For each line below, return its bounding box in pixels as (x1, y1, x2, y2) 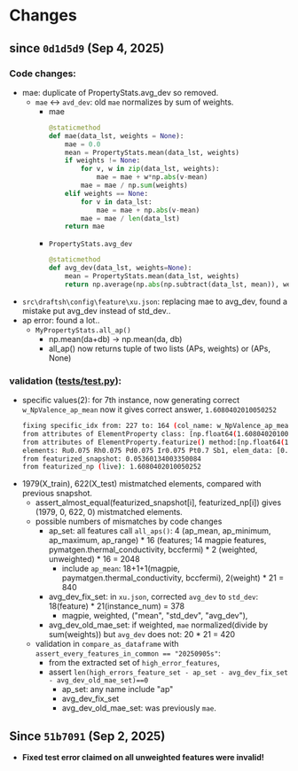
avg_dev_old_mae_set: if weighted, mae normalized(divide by (48, 619, 269, 630)
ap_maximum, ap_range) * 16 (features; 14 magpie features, (48, 535, 267, 546)
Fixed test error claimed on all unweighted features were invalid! (21, 752, 264, 763)
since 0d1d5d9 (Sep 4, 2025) (9, 41, 165, 56)
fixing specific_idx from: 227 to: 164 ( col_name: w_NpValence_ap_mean (21, 422, 293, 431)
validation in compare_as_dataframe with (35, 639, 179, 650)
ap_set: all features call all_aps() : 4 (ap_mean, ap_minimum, (48, 526, 271, 536)
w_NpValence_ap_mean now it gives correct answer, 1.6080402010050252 (21, 404, 278, 415)
